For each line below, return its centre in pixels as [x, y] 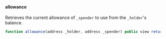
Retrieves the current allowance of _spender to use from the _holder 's [76, 18]
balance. [14, 23]
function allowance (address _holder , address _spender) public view [77, 32]
